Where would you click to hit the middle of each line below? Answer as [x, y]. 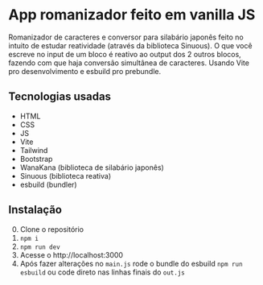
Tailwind [34, 150]
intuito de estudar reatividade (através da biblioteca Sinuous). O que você [130, 45]
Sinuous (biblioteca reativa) [66, 176]
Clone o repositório [52, 229]
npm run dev [40, 247]
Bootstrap [36, 159]
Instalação [35, 210]
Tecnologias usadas [60, 97]
